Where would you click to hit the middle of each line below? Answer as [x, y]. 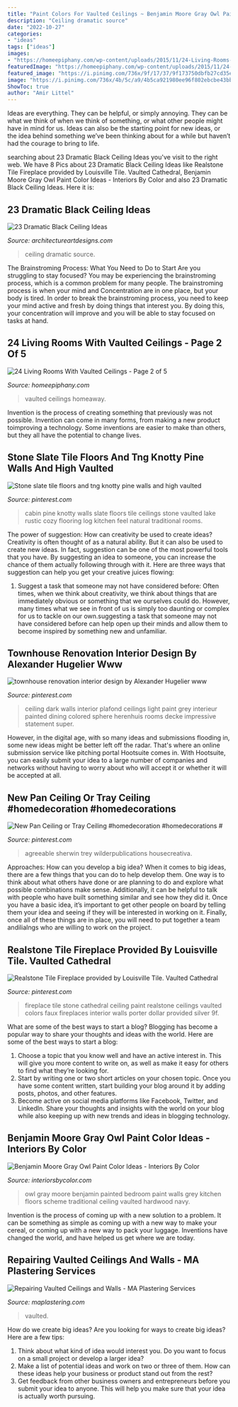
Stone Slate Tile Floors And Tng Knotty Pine [106, 457]
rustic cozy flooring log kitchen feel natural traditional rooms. [114, 520]
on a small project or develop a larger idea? [80, 1358]
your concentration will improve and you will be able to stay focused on [111, 313]
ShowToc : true [28, 87]
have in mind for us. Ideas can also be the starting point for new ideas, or [114, 128]
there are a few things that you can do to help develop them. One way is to [116, 875]
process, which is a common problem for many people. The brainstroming [115, 283]
